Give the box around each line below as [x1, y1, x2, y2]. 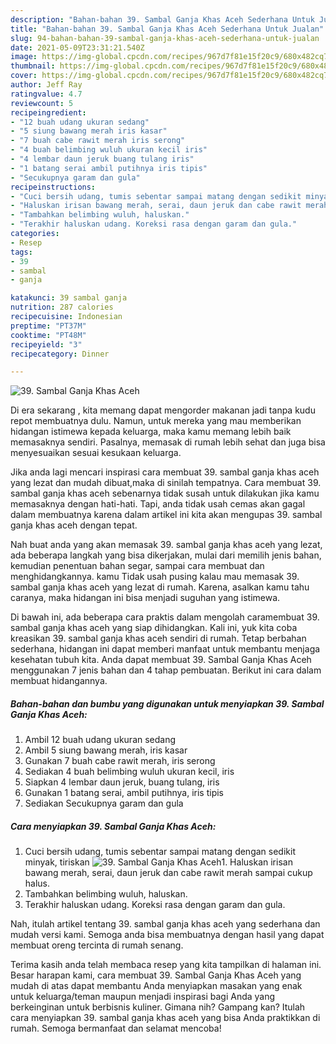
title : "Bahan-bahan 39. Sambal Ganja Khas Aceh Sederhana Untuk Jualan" [10, 24, 325, 34]
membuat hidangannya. [10, 675, 108, 687]
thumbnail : [10, 61, 56, 71]
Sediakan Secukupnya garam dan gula [24, 797, 184, 810]
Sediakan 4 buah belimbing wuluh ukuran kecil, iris [24, 766, 235, 778]
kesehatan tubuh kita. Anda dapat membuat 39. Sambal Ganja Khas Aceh [10, 654, 312, 666]
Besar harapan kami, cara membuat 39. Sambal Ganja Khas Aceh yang [10, 969, 302, 981]
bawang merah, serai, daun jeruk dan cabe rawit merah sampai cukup [24, 867, 313, 879]
